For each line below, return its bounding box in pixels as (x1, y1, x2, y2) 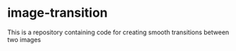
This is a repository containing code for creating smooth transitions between (7, 28, 230, 36)
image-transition (7, 5, 108, 21)
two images (7, 35, 41, 43)
